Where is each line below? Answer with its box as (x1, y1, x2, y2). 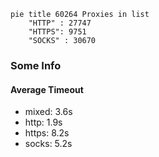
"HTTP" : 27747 (28, 18, 92, 28)
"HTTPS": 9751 (28, 27, 87, 37)
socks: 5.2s (24, 138, 73, 150)
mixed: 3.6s (24, 106, 73, 118)
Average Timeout (10, 83, 84, 95)
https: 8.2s (24, 127, 70, 139)
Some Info (10, 58, 62, 72)
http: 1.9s (24, 116, 63, 129)
